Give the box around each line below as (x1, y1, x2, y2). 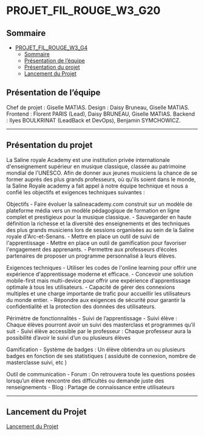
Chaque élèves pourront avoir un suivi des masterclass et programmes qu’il (6, 321, 195, 328)
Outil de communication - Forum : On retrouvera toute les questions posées (6, 370, 195, 378)
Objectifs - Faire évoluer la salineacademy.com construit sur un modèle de (6, 200, 192, 208)
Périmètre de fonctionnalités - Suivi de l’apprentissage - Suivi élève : (6, 314, 177, 322)
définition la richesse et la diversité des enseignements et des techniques (6, 220, 190, 227)
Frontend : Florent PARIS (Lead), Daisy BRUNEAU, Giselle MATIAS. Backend (6, 110, 195, 118)
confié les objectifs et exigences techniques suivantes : (6, 188, 145, 195)
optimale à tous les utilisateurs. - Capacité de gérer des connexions (6, 283, 175, 290)
